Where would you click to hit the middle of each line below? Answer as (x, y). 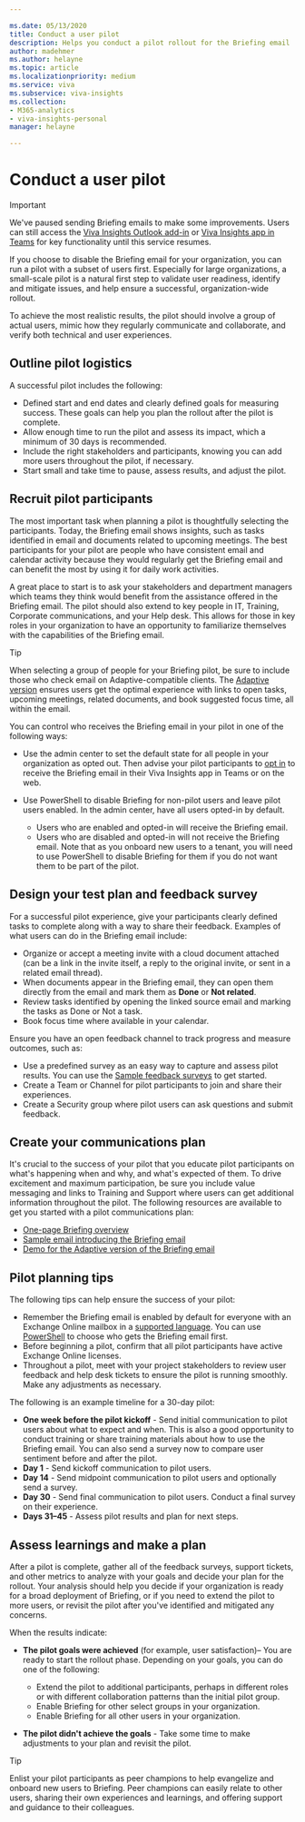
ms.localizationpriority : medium (73, 77)
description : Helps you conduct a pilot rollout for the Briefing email (150, 43)
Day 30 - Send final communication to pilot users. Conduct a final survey (159, 1497)
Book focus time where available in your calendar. (116, 1020)
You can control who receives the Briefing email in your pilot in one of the (147, 726)
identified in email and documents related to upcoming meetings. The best (148, 540)
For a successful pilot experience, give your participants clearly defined (144, 916)
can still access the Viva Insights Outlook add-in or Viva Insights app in (142, 232)
